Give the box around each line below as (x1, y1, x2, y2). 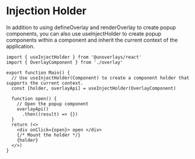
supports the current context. (6, 80, 84, 86)
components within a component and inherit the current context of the (6, 36, 178, 43)
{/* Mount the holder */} (17, 132, 81, 138)
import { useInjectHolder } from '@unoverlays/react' (6, 54, 142, 60)
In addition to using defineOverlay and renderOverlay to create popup (6, 24, 176, 31)
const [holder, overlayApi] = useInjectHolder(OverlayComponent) (11, 85, 177, 91)
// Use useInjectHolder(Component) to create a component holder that (11, 75, 190, 81)
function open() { (11, 96, 57, 101)
